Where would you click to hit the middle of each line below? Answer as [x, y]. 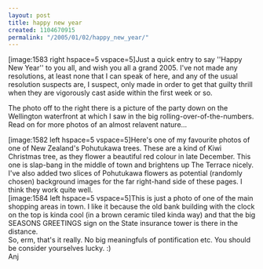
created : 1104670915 [42, 30]
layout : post [29, 15]
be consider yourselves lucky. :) [60, 249]
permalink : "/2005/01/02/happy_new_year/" [79, 37]
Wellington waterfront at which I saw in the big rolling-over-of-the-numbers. [131, 116]
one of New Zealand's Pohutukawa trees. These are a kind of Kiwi [115, 148]
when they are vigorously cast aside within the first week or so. [111, 93]
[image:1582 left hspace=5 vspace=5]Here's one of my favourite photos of [129, 140]
